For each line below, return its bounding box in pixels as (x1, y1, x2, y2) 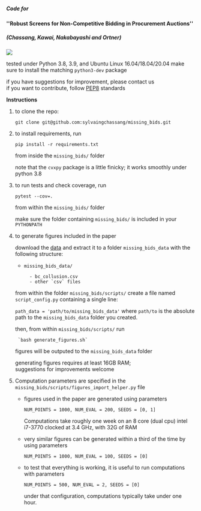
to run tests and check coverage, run (14, 181, 107, 189)
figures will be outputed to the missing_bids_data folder (14, 347, 153, 354)
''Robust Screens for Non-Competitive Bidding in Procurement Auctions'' (6, 20, 194, 27)
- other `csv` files (29, 279, 81, 285)
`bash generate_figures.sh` (17, 337, 88, 343)
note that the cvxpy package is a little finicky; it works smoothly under (14, 163, 187, 171)
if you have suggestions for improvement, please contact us (6, 78, 155, 85)
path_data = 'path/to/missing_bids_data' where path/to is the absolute (14, 307, 195, 315)
